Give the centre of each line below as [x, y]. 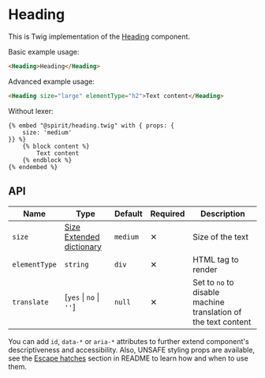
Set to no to [213, 282]
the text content [222, 322]
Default [129, 214]
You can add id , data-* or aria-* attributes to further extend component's [129, 341]
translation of [217, 312]
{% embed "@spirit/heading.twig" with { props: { [91, 125]
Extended [82, 236]
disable [206, 292]
